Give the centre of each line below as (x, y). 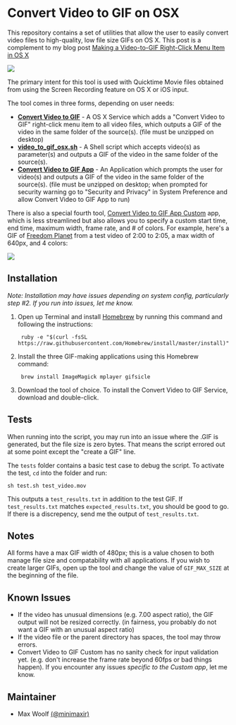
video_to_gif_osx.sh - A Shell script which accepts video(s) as (109, 147)
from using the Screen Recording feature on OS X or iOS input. (98, 89)
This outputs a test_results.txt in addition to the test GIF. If (95, 498)
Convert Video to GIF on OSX (93, 13)
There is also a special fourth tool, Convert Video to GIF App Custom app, (114, 212)
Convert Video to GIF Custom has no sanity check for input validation (118, 652)
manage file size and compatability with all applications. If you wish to (108, 561)
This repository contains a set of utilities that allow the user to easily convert (118, 32)
